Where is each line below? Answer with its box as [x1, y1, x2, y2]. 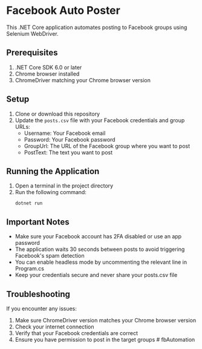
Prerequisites [6, 48, 58, 58]
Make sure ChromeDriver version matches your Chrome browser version [15, 317, 197, 324]
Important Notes [6, 217, 70, 227]
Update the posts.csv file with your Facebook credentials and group [15, 116, 185, 124]
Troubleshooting [6, 289, 71, 299]
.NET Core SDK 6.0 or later [15, 64, 82, 71]
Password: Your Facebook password [24, 135, 116, 143]
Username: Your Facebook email [24, 129, 106, 137]
